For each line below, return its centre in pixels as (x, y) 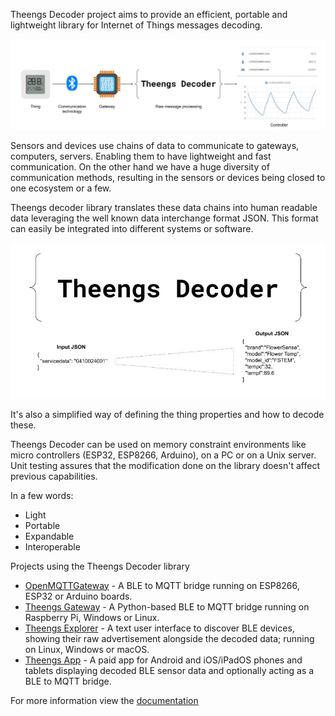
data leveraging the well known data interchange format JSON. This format (164, 218)
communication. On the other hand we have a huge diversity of (140, 167)
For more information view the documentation (104, 700)
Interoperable (52, 546)
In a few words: (42, 495)
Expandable (49, 536)
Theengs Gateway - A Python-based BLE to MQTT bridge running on (167, 606)
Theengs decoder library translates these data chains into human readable (164, 208)
